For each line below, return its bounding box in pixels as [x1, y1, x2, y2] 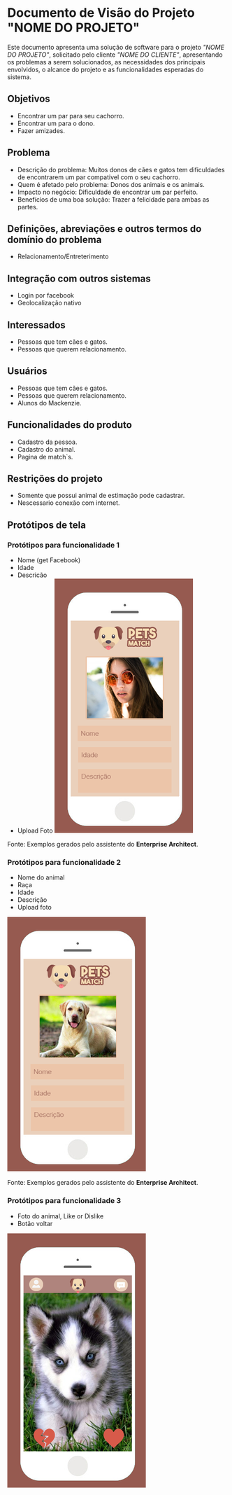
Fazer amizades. [17, 126, 65, 134]
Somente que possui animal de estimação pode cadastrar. [17, 492, 185, 500]
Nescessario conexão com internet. [17, 499, 120, 507]
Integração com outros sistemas [7, 272, 152, 284]
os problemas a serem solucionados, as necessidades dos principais [7, 57, 205, 66]
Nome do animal [17, 873, 65, 882]
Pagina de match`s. [17, 452, 73, 461]
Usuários [7, 366, 48, 377]
